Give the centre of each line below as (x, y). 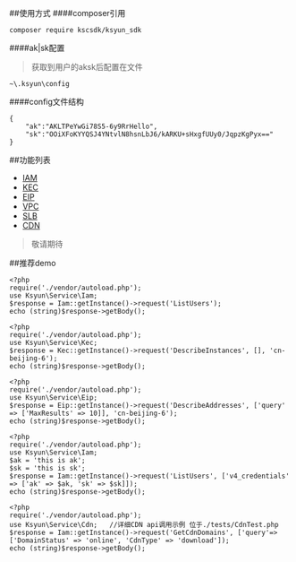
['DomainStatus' (39, 540)
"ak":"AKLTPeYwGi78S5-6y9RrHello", (92, 126)
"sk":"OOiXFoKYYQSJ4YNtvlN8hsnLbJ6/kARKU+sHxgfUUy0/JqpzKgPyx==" (150, 134)
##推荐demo (33, 263)
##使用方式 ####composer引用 (68, 13)
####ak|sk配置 (37, 48)
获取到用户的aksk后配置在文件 (87, 67)
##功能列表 (30, 160)
